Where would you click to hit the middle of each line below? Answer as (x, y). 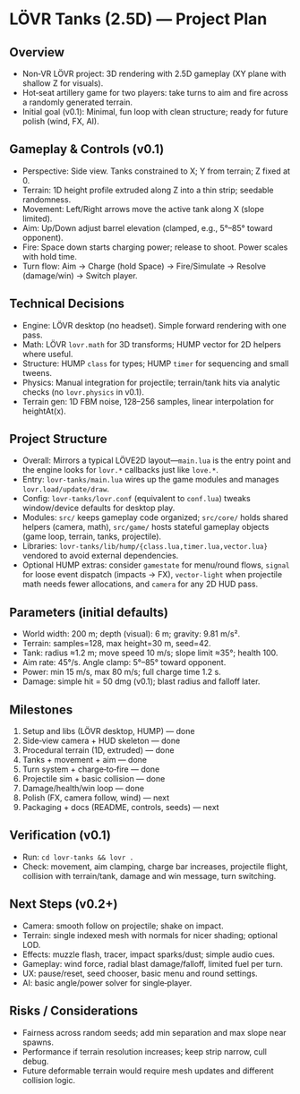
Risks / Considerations (74, 1011)
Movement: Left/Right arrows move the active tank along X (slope (143, 209)
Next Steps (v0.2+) (64, 904)
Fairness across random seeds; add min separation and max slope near (154, 1032)
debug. (35, 1061)
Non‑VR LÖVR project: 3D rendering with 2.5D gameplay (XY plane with (154, 73)
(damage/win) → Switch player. (80, 275)
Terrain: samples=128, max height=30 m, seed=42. (117, 644)
